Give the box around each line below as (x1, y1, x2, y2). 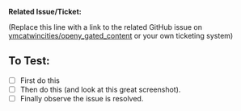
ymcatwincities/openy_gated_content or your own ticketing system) (8, 31, 234, 40)
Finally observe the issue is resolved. (19, 93, 144, 103)
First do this (19, 76, 61, 85)
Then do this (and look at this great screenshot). (19, 84, 181, 94)
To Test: (8, 54, 50, 68)
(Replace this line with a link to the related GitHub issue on (8, 23, 202, 31)
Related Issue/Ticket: (8, 7, 82, 16)
